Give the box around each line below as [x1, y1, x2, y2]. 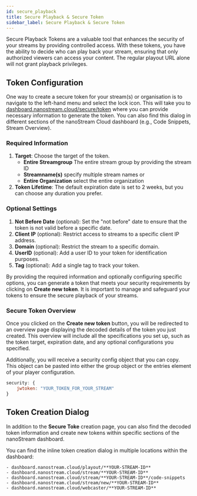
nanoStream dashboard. [6, 435, 65, 443]
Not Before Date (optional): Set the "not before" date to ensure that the [14, 218, 187, 225]
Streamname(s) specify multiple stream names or [23, 171, 145, 178]
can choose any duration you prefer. [14, 190, 103, 197]
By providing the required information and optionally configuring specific [6, 273, 182, 280]
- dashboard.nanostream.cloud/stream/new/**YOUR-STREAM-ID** [6, 480, 159, 485]
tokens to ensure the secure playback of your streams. [6, 291, 139, 299]
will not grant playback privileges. [6, 61, 88, 68]
